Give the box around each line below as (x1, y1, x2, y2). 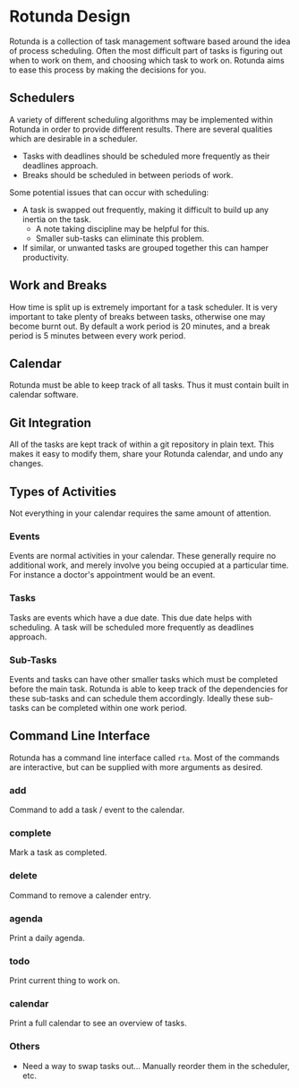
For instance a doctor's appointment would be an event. (9, 570, 216, 580)
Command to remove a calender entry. (9, 889, 152, 901)
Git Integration (9, 415, 92, 431)
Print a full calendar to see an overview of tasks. (9, 1018, 187, 1029)
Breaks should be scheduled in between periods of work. (21, 169, 234, 180)
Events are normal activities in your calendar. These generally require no (9, 551, 277, 561)
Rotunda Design (9, 6, 132, 27)
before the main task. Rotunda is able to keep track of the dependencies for (9, 683, 288, 694)
